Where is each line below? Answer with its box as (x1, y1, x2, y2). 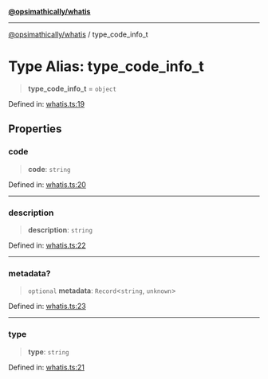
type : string (27, 346, 69, 357)
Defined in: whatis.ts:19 (8, 99, 85, 108)
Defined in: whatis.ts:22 (8, 240, 86, 250)
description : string (27, 225, 93, 234)
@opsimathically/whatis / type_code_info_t (8, 29, 149, 39)
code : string (27, 164, 71, 174)
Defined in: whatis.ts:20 (8, 179, 86, 189)
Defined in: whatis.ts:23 (8, 302, 86, 311)
